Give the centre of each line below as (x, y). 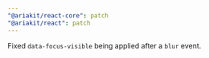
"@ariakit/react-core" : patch (58, 15)
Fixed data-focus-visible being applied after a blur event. (104, 45)
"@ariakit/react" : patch (49, 23)
